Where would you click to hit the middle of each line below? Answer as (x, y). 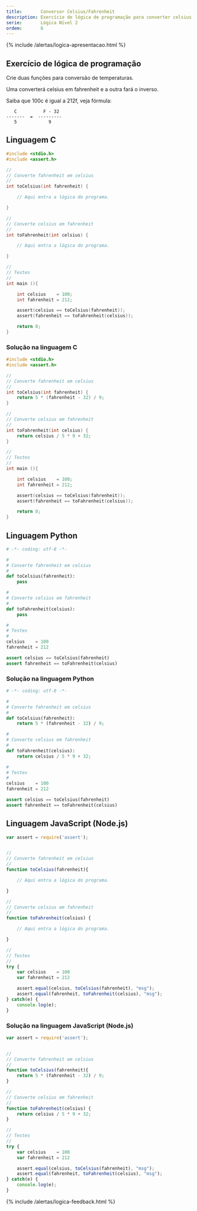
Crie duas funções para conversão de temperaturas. (70, 78)
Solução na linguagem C (42, 347)
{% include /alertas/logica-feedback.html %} (61, 1202)
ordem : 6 (25, 28)
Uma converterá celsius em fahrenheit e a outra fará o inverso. (82, 89)
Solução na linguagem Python (50, 678)
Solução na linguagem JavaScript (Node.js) (70, 1026)
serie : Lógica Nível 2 (42, 22)
